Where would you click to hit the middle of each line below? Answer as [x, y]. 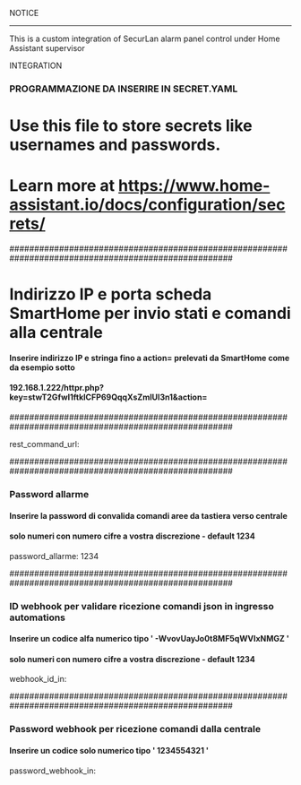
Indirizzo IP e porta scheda [111, 294]
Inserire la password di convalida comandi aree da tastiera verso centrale [149, 515]
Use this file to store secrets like [131, 126]
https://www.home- [194, 186]
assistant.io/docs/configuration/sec [147, 205]
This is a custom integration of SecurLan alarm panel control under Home [145, 39]
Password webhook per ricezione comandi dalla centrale [135, 729]
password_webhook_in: [53, 771]
